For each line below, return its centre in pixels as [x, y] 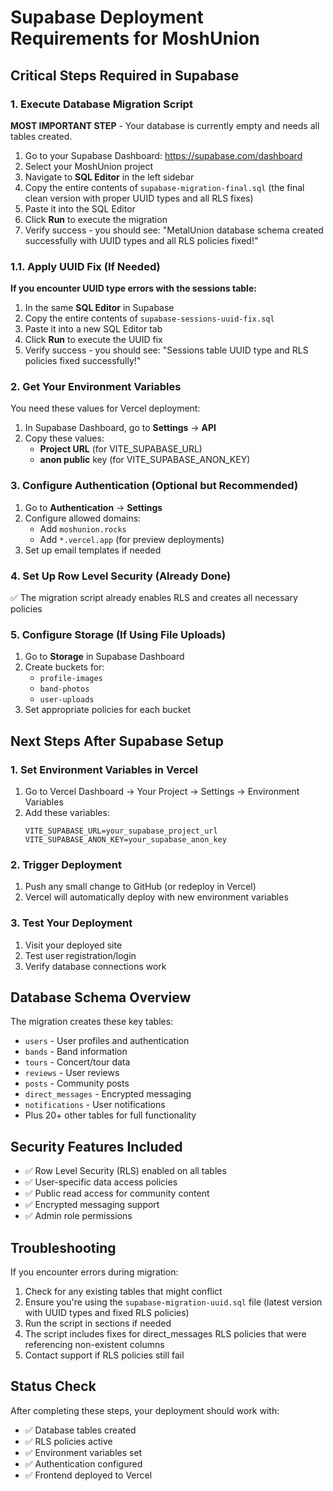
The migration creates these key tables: [92, 1022]
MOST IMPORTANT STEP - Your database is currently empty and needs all [165, 125]
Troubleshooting [63, 1247]
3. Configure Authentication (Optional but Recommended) [154, 486]
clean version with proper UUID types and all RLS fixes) [139, 198]
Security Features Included [96, 1146]
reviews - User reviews [72, 1073]
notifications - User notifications [95, 1105]
